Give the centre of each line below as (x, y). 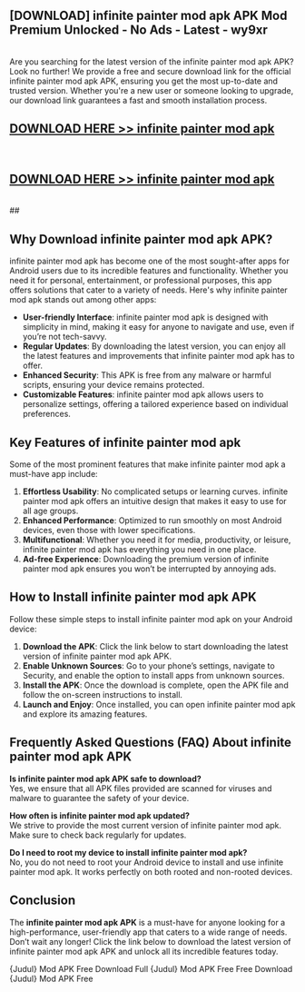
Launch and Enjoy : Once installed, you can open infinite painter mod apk (159, 704)
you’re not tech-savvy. (64, 337)
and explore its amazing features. (85, 714)
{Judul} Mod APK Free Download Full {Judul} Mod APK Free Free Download (151, 968)
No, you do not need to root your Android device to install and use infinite (147, 862)
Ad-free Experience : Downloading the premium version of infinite (146, 560)
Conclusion (43, 901)
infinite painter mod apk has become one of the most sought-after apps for (150, 261)
